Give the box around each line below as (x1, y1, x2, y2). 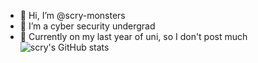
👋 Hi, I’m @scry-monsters (19, 10, 126, 21)
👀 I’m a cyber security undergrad (19, 20, 156, 32)
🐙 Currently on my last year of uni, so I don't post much (19, 31, 248, 42)
